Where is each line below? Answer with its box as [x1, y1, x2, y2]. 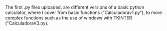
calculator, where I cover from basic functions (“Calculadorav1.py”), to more [5, 9, 162, 15]
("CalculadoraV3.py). [5, 20, 49, 26]
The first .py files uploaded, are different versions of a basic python [5, 4, 144, 10]
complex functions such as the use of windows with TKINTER [5, 15, 132, 20]
